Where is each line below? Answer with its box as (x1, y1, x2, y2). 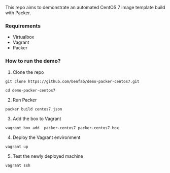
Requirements (5, 22, 41, 30)
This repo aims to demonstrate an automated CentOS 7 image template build (5, 5, 165, 10)
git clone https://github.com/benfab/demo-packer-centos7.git (5, 79, 140, 84)
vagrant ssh (5, 163, 30, 168)
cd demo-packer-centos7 (5, 88, 56, 93)
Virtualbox (12, 34, 35, 40)
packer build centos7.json (5, 106, 62, 111)
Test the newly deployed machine (12, 153, 83, 159)
